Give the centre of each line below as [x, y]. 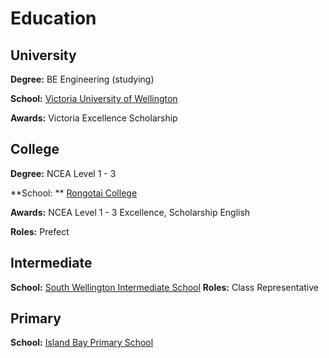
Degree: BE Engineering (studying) [82, 79]
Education [53, 18]
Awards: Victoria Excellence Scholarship [94, 118]
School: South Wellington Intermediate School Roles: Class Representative [164, 287]
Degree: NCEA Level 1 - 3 [63, 173]
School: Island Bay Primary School [82, 343]
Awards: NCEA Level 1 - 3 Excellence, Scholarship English [130, 212]
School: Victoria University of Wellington [94, 98]
